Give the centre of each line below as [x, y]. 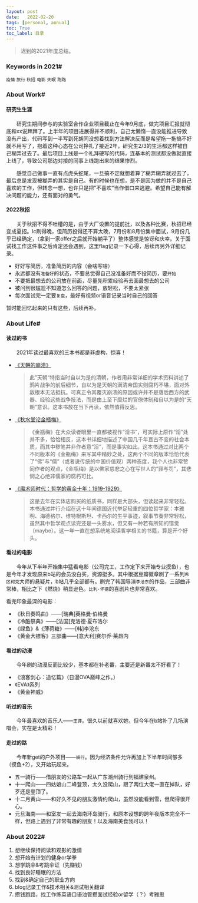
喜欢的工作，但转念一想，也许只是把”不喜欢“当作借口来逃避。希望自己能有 [96, 188]
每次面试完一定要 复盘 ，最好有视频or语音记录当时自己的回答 [86, 295]
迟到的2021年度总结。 [47, 51]
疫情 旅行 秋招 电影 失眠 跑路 [36, 80]
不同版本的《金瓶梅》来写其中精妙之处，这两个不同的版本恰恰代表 [109, 454]
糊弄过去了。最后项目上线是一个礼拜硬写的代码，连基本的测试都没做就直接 [101, 153]
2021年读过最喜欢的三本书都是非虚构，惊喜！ [72, 352]
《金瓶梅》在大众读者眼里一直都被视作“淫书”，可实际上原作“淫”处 [109, 432]
